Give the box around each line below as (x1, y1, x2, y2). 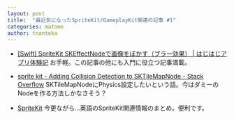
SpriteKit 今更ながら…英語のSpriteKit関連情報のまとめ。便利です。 (17, 104, 208, 112)
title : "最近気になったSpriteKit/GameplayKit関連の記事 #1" (7, 17, 177, 24)
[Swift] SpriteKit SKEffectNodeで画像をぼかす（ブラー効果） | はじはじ (17, 49, 221, 58)
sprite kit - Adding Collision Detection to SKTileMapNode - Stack (17, 72, 204, 81)
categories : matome (7, 23, 64, 30)
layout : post (7, 10, 45, 17)
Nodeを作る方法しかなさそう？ (17, 89, 107, 97)
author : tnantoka (7, 29, 58, 37)
